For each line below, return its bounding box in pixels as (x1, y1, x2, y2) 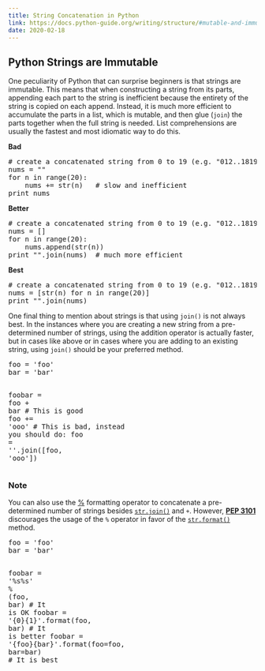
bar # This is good (8, 407, 84, 415)
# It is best (8, 656, 59, 665)
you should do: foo (8, 430, 84, 439)
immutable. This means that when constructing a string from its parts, (8, 84, 235, 95)
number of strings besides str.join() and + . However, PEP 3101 (47, 506, 256, 515)
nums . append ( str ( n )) (24, 242, 104, 252)
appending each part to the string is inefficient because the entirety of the (8, 93, 248, 103)
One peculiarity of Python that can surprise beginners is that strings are (8, 77, 241, 86)
